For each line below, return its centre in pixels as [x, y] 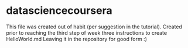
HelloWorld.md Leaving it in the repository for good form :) [77, 39]
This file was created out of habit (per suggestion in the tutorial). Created [94, 27]
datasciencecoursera [59, 11]
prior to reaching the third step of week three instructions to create [87, 32]
